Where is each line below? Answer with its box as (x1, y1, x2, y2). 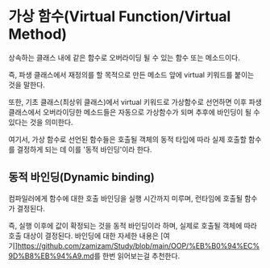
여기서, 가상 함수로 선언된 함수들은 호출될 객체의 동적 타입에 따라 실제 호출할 (8, 134, 247, 144)
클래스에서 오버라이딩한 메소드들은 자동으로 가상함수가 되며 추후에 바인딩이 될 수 (8, 107, 260, 117)
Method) (8, 25, 67, 44)
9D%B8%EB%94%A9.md (8, 251, 94, 261)
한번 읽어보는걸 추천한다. (102, 251, 181, 261)
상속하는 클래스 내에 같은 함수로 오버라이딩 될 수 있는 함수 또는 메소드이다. (8, 52, 240, 62)
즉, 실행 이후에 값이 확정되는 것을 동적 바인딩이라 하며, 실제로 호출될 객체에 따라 (8, 220, 258, 230)
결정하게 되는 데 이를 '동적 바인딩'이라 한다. (16, 144, 152, 154)
